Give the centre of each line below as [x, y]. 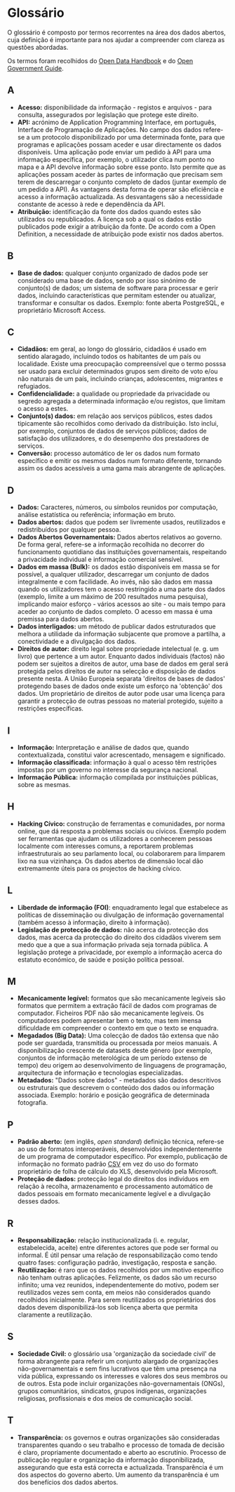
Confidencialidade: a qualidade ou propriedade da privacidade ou [114, 394]
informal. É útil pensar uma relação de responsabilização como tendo [117, 1255]
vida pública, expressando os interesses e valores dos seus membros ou [122, 1376]
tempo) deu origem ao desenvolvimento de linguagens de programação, [122, 1066]
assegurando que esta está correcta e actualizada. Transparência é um [120, 1467]
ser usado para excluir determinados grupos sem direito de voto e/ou [117, 371]
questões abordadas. [38, 47]
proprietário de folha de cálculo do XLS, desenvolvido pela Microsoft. [118, 1171]
